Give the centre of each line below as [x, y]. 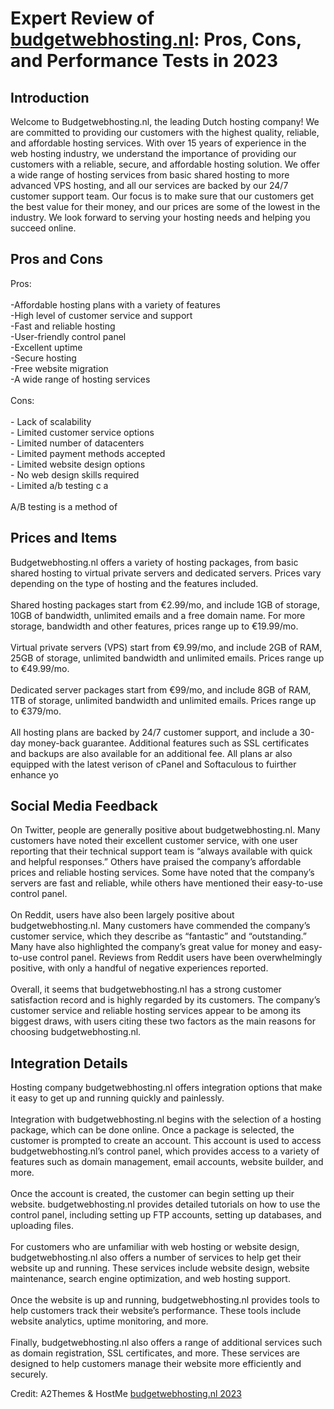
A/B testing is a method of [64, 506]
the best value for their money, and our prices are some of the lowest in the [165, 206]
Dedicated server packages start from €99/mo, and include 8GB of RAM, [161, 689]
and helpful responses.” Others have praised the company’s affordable [156, 862]
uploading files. [42, 1226]
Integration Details [69, 1063]
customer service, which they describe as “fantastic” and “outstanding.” [158, 936]
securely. [29, 1374]
